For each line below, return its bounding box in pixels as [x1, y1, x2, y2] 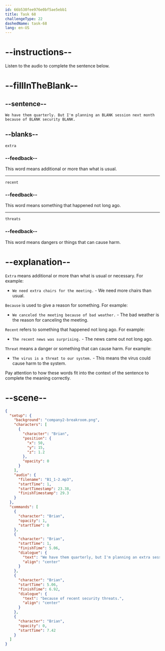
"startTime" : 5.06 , [18, 582, 58, 587]
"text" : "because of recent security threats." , [23, 596, 124, 601]
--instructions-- [5, 47, 72, 58]
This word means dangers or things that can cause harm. [5, 239, 121, 245]
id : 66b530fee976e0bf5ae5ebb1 [5, 7, 67, 12]
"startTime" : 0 [18, 523, 50, 528]
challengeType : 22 [5, 16, 43, 21]
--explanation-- [5, 256, 71, 267]
